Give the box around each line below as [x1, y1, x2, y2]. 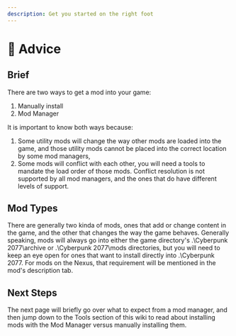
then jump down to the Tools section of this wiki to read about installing [7, 313, 216, 322]
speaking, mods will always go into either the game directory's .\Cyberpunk [7, 236, 228, 245]
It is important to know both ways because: [7, 123, 133, 131]
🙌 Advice [7, 40, 62, 57]
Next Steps [7, 286, 57, 298]
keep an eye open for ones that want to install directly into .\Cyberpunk [7, 251, 215, 259]
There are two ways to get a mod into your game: [7, 88, 152, 96]
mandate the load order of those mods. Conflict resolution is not [17, 167, 206, 175]
